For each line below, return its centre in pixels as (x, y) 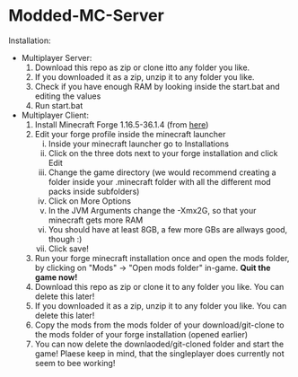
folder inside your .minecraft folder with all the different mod (159, 181)
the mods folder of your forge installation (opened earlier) (141, 334)
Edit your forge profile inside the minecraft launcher (130, 134)
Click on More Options (90, 201)
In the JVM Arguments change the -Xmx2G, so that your (152, 210)
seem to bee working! (75, 363)
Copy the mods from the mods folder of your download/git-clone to (159, 325)
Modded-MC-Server (87, 16)
